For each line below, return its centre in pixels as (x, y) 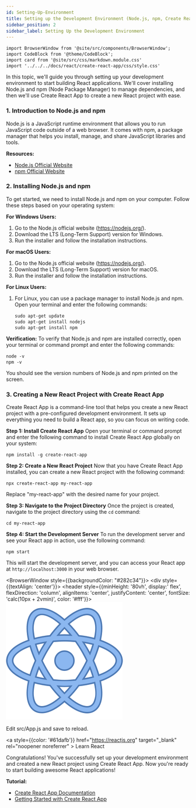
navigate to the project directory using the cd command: (73, 512)
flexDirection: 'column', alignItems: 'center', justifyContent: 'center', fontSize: (98, 593)
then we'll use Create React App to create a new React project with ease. (94, 96)
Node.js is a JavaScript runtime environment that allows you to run (86, 124)
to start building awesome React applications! (61, 770)
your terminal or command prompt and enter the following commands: (90, 345)
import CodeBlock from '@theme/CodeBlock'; (60, 54)
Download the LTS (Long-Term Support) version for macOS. (86, 269)
